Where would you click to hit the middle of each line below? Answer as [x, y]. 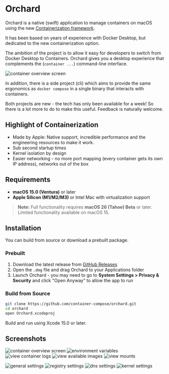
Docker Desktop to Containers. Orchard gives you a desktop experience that [85, 58]
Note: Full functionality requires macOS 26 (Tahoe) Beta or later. [85, 207]
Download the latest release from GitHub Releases [65, 264]
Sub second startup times [39, 148]
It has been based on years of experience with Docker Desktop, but [75, 38]
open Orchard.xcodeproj [30, 313]
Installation [23, 228]
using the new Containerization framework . [50, 28]
